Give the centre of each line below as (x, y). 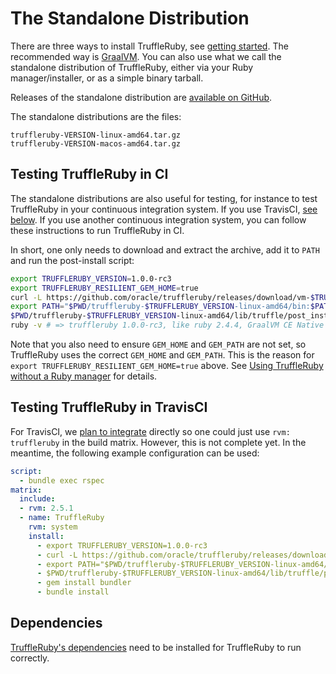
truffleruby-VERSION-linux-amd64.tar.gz (96, 135)
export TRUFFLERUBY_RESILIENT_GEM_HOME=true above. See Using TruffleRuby (167, 365)
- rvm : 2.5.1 (46, 508)
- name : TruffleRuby (62, 518)
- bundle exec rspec (62, 480)
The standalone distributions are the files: (96, 116)
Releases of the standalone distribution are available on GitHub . (141, 97)
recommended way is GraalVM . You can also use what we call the (146, 56)
